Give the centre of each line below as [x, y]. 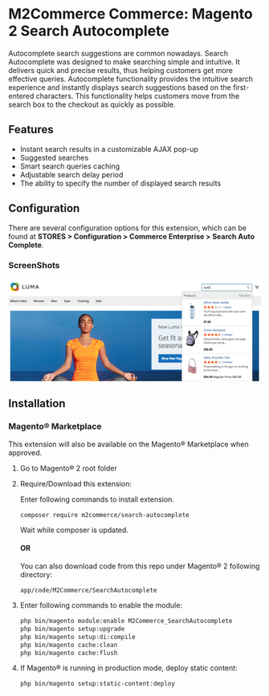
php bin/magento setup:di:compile [77, 637]
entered [21, 96]
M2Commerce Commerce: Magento [130, 14]
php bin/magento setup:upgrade [72, 629]
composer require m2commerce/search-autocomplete [105, 515]
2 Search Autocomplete [89, 31]
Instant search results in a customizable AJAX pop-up [109, 149]
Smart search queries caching [70, 166]
